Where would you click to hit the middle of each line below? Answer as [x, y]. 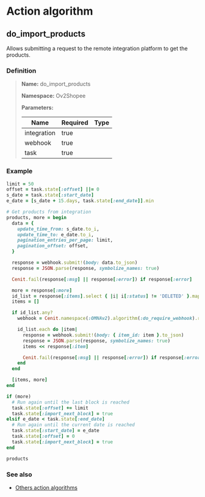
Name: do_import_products [56, 84]
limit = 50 [20, 184]
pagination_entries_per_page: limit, [65, 240]
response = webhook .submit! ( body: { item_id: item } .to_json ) [103, 335]
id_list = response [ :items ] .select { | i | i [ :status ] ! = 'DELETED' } [101, 296]
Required [75, 123]
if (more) [19, 396]
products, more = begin [37, 217]
